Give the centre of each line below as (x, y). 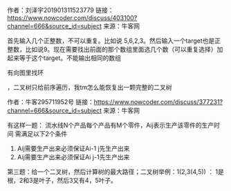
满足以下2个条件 (44, 134)
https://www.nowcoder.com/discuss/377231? (158, 102)
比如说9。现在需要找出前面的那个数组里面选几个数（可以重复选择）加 (124, 49)
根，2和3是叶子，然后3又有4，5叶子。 (62, 180)
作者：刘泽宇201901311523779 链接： (61, 10)
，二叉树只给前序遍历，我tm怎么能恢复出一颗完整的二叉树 (90, 87)
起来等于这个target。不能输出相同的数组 (64, 58)
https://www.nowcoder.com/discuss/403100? (72, 18)
